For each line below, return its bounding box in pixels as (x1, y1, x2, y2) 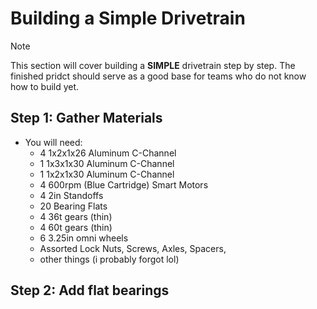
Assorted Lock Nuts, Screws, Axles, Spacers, (39, 242, 227, 254)
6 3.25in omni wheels (39, 232, 129, 244)
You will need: (24, 136, 83, 148)
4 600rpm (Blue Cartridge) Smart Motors (39, 178, 209, 191)
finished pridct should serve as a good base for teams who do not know (10, 70, 307, 82)
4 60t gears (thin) (39, 221, 113, 233)
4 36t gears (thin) (39, 210, 113, 222)
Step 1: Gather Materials (10, 110, 163, 127)
